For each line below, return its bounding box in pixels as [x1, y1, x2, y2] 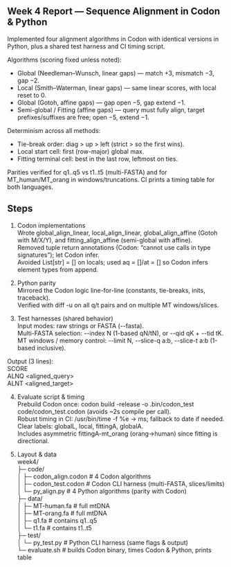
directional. [17, 436, 50, 445]
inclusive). [37, 343, 66, 352]
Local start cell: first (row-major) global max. [17, 147, 145, 155]
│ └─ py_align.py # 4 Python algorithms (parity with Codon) [17, 487, 187, 495]
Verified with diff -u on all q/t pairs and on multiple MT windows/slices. [17, 300, 219, 309]
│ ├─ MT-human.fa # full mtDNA [17, 501, 111, 510]
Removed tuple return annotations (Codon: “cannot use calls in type [17, 243, 211, 251]
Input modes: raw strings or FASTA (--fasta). [17, 321, 144, 330]
